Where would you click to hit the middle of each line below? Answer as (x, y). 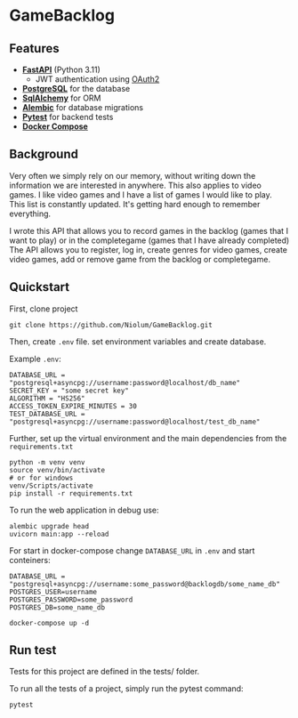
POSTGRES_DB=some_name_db (57, 607)
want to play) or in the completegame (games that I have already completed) (149, 240)
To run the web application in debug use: (84, 510)
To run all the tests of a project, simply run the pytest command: (126, 689)
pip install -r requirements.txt (71, 493)
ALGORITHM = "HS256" (48, 398)
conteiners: (30, 560)
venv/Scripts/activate (51, 486)
